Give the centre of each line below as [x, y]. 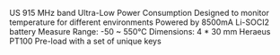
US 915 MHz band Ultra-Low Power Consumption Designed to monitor [139, 13]
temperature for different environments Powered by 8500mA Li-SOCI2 [139, 22]
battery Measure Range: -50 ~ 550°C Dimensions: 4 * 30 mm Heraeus [140, 31]
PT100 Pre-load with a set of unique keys [85, 41]
